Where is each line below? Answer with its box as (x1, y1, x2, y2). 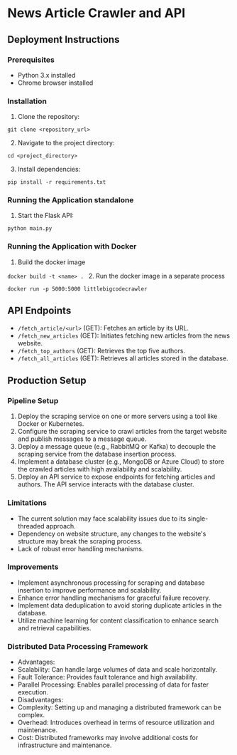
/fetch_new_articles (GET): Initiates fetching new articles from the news (17, 331, 231, 340)
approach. (45, 521, 76, 530)
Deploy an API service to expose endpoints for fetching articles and (17, 472, 215, 481)
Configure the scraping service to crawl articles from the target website (17, 427, 227, 436)
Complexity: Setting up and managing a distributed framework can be (17, 703, 221, 712)
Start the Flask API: (17, 212, 75, 220)
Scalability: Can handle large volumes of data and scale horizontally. (17, 665, 218, 674)
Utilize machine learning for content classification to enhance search (17, 616, 219, 625)
